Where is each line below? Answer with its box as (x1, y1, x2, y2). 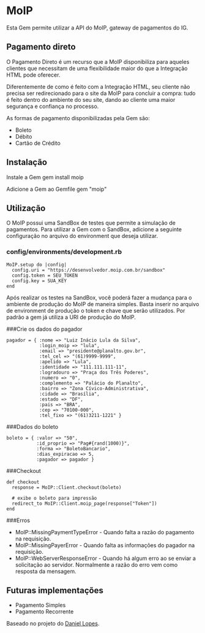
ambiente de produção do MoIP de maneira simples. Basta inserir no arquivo (6, 300, 199, 307)
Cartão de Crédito (15, 139, 61, 147)
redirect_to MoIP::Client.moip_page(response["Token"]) (12, 501, 157, 507)
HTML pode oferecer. (6, 71, 61, 79)
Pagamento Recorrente (15, 608, 74, 615)
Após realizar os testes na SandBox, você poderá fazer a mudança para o (6, 294, 192, 301)
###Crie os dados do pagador (6, 325, 83, 332)
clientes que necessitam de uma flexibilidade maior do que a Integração (6, 64, 188, 72)
